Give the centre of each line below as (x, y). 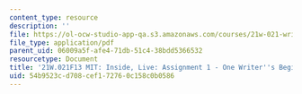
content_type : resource (54, 17)
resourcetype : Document (54, 59)
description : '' (40, 26)
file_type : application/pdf (62, 43)
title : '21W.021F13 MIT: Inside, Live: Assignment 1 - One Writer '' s (142, 68)
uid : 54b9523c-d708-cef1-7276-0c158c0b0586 (92, 76)
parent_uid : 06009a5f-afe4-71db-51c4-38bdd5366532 (106, 51)
